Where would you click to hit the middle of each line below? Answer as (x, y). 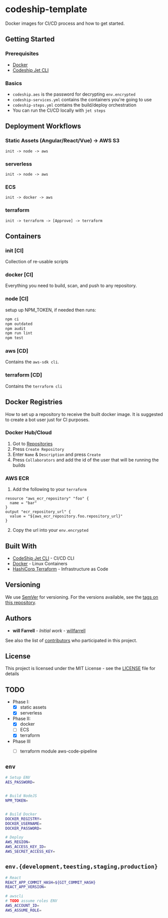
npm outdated (19, 324)
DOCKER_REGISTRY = (23, 819)
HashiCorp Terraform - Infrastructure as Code (60, 569)
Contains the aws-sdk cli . (32, 362)
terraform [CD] (24, 375)
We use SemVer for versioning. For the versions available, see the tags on (82, 597)
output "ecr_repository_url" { (38, 512)
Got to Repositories (33, 443)
